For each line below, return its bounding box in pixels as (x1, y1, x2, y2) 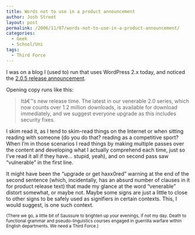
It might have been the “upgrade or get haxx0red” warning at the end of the (6, 170, 189, 177)
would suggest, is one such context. (6, 201, 94, 209)
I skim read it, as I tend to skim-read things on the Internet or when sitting (6, 127, 184, 135)
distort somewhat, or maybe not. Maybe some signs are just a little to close (6, 189, 188, 196)
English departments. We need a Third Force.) (6, 223, 99, 229)
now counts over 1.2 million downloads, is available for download (20, 103, 178, 110)
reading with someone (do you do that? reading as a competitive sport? (6, 133, 179, 141)
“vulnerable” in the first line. (6, 159, 73, 166)
